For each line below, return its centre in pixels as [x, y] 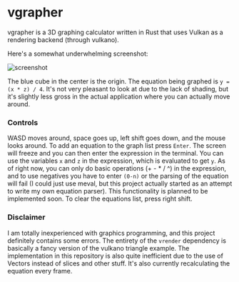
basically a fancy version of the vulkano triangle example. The [98, 248]
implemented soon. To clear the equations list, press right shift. [100, 199]
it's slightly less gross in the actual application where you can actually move [119, 96]
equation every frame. [40, 271]
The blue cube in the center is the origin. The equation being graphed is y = [118, 81]
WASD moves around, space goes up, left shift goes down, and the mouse [117, 138]
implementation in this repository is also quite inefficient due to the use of [115, 256]
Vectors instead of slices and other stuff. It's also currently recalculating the [119, 263]
